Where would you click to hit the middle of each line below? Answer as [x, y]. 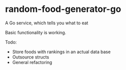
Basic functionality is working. [36, 32]
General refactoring [32, 62]
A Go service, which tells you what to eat [47, 23]
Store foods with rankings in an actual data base [62, 52]
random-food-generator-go [63, 9]
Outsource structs [31, 57]
